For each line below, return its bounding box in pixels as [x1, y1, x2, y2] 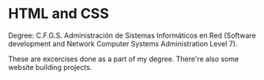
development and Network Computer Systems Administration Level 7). [8, 38, 238, 48]
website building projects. [8, 62, 92, 71]
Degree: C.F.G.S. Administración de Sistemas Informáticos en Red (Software [8, 31, 257, 40]
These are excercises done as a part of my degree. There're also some [8, 54, 239, 64]
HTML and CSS [8, 5, 109, 23]
